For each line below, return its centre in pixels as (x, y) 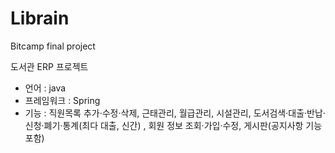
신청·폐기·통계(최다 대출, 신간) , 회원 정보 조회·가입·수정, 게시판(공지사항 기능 (173, 125)
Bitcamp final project (53, 46)
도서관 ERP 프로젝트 (49, 66)
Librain (40, 18)
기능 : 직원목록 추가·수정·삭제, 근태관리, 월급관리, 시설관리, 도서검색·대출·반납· (175, 113)
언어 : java (45, 88)
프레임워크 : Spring (62, 100)
